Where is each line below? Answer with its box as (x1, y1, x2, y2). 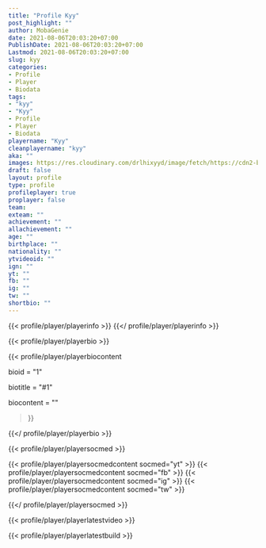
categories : (8, 63, 47, 71)
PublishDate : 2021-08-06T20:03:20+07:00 (8, 41, 144, 49)
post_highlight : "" (8, 19, 73, 27)
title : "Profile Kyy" (8, 11, 80, 20)
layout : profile (8, 174, 62, 182)
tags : (8, 93, 26, 101)
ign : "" (8, 263, 34, 270)
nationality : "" (8, 247, 62, 255)
